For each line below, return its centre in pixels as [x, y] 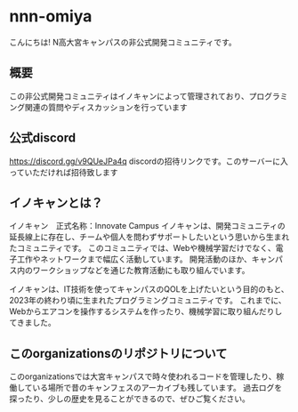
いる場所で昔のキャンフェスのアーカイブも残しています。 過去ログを [157, 388]
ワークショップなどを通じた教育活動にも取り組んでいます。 [141, 271]
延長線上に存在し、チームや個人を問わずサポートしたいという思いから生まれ [149, 237]
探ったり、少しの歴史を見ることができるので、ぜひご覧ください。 [130, 399]
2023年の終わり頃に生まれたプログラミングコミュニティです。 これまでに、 [148, 301]
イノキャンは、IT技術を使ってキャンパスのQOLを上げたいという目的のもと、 [149, 289]
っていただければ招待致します [64, 172]
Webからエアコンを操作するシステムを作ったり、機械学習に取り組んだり [142, 311]
